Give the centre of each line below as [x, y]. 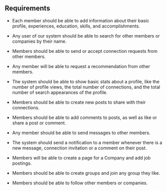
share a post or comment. [39, 123]
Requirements [27, 8]
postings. [22, 163]
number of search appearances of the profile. [60, 92]
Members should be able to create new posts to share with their [79, 102]
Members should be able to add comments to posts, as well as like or [85, 117]
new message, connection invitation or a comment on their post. [79, 148]
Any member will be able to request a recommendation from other [81, 66]
